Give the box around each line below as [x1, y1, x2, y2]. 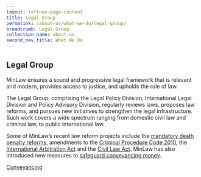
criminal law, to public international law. [6, 120, 105, 128]
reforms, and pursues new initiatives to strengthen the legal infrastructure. [6, 107, 193, 115]
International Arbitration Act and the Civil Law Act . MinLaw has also [6, 145, 175, 153]
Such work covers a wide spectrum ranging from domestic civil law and [6, 114, 186, 121]
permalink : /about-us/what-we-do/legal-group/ [6, 20, 127, 26]
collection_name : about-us [6, 32, 75, 38]
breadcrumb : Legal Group [6, 26, 69, 32]
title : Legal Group [6, 15, 56, 21]
